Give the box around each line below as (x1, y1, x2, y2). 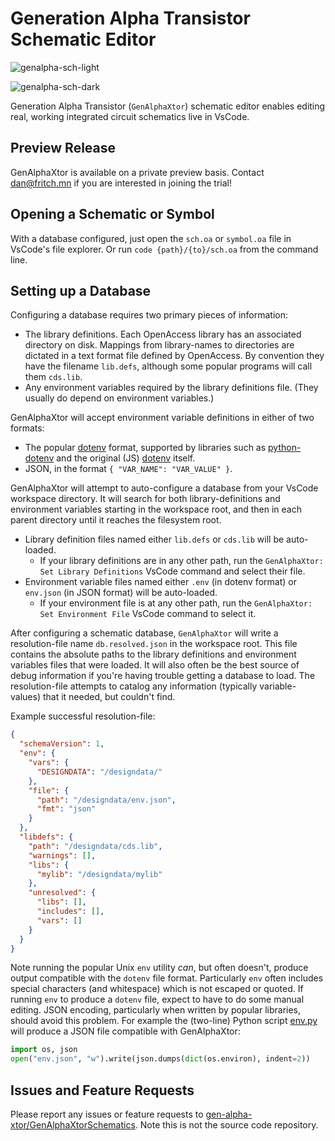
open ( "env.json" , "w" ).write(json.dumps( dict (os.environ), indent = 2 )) (10, 1054, 311, 1064)
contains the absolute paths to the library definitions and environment (10, 648, 297, 661)
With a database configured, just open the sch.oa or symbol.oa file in (10, 232, 292, 244)
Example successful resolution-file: (10, 710, 156, 722)
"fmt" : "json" (36, 804, 97, 814)
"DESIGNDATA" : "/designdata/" (36, 767, 163, 777)
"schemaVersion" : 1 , (19, 739, 105, 749)
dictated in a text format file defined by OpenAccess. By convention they (24, 350, 325, 362)
